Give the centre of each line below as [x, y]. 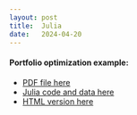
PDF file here [46, 82]
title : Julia [36, 26]
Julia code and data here [68, 92]
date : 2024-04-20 [46, 34]
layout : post [34, 17]
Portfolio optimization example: [69, 62]
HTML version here [58, 101]
